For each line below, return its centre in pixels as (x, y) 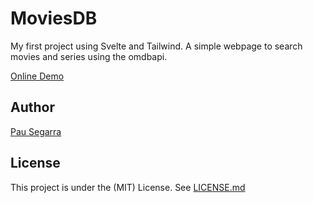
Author (32, 107)
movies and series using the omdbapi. (89, 56)
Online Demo (37, 76)
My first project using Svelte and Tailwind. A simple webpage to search (156, 46)
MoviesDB (54, 18)
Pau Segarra (36, 131)
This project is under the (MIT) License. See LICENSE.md (128, 187)
